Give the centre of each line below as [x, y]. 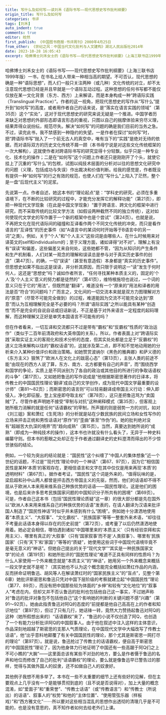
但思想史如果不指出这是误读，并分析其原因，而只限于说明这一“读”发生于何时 [83, 267]
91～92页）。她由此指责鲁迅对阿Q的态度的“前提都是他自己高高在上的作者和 [81, 604]
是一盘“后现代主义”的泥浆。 [33, 182]
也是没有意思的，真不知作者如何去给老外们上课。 [68, 708]
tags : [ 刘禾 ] [18, 24]
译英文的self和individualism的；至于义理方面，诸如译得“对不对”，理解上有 [80, 242]
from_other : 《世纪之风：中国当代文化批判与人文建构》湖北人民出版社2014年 [74, 47]
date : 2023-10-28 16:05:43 [33, 51]
